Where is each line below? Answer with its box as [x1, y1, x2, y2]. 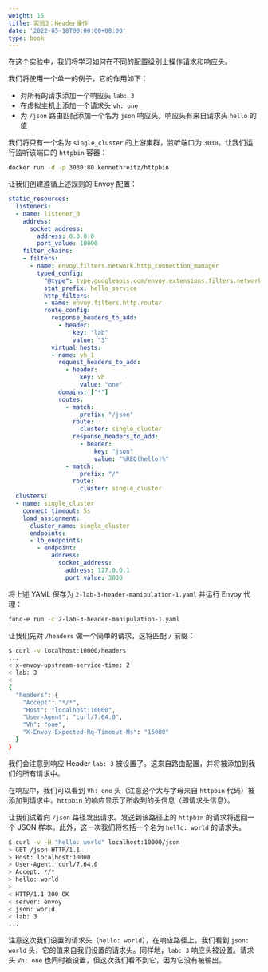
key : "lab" [72, 328, 109, 336]
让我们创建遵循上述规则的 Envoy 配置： [8, 179, 137, 188]
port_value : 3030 [65, 573, 124, 581]
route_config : [43, 307, 91, 315]
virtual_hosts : [50, 343, 102, 351]
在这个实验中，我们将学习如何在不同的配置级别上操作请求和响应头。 [8, 57, 232, 66]
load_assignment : [22, 514, 81, 522]
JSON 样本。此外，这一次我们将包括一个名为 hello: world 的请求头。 [17, 822, 246, 831]
